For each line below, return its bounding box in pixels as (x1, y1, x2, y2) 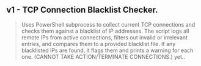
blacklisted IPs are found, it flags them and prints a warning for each (21, 47, 194, 54)
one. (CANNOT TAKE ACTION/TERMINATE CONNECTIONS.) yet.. (21, 53, 185, 60)
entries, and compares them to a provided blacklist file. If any (21, 40, 176, 47)
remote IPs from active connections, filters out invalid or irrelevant (21, 33, 188, 41)
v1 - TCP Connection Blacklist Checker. (6, 5, 158, 15)
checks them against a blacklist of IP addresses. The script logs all (21, 27, 189, 35)
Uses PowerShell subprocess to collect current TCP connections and (21, 21, 196, 28)
